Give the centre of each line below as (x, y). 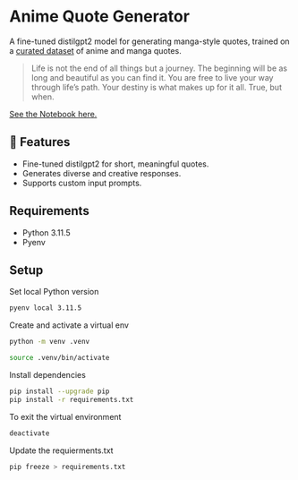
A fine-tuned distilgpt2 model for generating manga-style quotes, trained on (149, 41)
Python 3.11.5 (46, 232)
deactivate (30, 433)
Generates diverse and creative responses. (102, 173)
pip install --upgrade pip (60, 391)
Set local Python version (54, 292)
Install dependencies (48, 375)
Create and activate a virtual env (69, 325)
